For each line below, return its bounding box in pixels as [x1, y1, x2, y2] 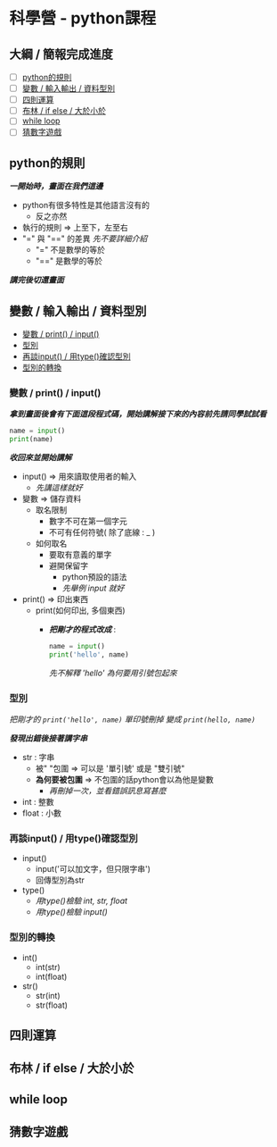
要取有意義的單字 [48, 549, 112, 560]
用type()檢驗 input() [35, 907, 109, 917]
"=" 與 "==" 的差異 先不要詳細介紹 [21, 233, 148, 244]
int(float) [35, 971, 68, 982]
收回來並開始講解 [9, 452, 72, 463]
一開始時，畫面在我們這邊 [9, 180, 103, 192]
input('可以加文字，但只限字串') [35, 864, 151, 875]
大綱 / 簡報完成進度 [9, 46, 114, 62]
